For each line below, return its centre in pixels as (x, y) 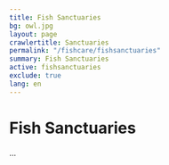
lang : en (25, 84)
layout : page (33, 34)
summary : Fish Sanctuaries (59, 59)
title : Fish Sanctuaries (55, 17)
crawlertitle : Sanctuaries (59, 42)
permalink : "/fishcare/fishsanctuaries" (85, 51)
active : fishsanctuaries (55, 68)
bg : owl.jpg (31, 26)
